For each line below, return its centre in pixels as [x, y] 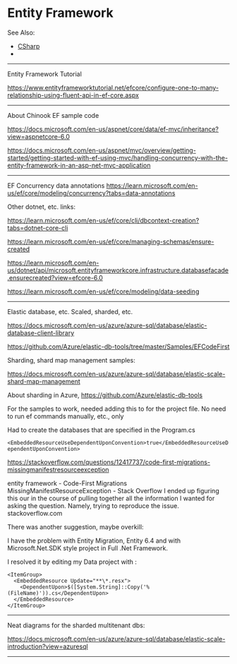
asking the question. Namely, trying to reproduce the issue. [93, 505]
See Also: [21, 32]
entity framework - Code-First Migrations [67, 483]
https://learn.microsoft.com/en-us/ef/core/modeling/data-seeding [103, 291]
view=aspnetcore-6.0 [39, 136]
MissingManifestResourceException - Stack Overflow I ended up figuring [114, 490]
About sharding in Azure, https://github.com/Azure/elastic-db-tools [105, 395]
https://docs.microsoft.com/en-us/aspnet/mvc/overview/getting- [102, 150]
